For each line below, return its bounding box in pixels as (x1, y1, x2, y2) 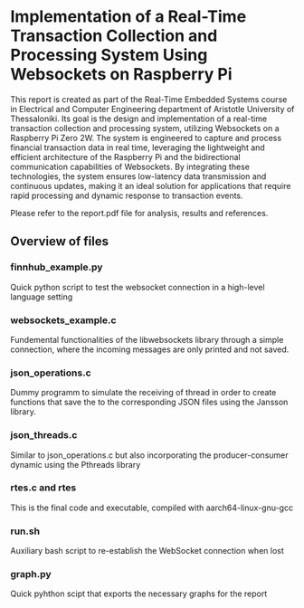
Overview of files (10, 233, 109, 250)
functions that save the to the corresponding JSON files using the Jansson (10, 396, 289, 408)
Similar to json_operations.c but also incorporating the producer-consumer (10, 450, 289, 461)
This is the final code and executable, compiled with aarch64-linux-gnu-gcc (10, 502, 293, 513)
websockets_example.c (10, 314, 117, 327)
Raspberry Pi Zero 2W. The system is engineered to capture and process (10, 132, 282, 143)
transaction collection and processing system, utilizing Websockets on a (10, 122, 280, 133)
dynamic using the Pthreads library (10, 459, 141, 470)
